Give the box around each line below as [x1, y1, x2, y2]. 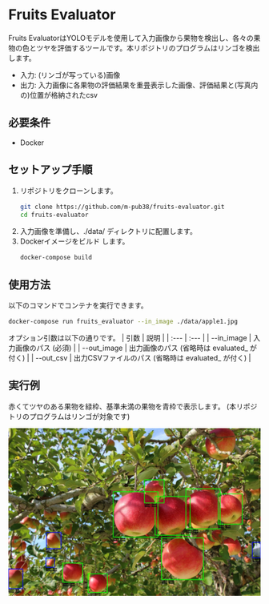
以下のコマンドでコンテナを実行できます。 [8, 300, 148, 310]
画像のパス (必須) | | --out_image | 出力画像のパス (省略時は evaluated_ [14, 343, 248, 352]
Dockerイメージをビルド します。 [19, 236, 130, 246]
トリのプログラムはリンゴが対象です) [8, 411, 130, 421]
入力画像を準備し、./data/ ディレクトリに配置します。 [19, 227, 198, 236]
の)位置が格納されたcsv [19, 90, 98, 99]
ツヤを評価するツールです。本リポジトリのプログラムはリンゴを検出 [35, 42, 260, 53]
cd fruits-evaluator [19, 211, 89, 219]
